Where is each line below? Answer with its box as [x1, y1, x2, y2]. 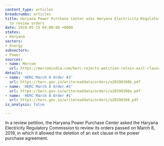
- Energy [5, 43, 23, 48]
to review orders [9, 20, 45, 26]
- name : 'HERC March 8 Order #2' [5, 84, 73, 89]
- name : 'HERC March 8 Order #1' [5, 93, 73, 98]
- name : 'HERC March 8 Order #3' [5, 75, 73, 80]
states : [5, 30, 21, 35]
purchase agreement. [5, 135, 48, 141]
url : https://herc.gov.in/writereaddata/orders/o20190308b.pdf [9, 79, 141, 84]
